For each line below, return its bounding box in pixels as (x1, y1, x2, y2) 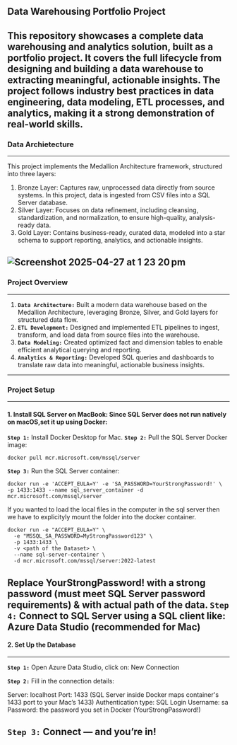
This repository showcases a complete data (7, 30, 204, 42)
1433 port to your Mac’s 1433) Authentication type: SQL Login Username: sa (7, 698, 229, 706)
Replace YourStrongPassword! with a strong (7, 577, 206, 589)
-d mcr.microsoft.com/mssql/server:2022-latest (13, 558, 157, 565)
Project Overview (7, 277, 68, 287)
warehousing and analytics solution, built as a (7, 40, 214, 52)
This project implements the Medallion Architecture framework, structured (7, 162, 223, 171)
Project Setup (7, 385, 55, 395)
